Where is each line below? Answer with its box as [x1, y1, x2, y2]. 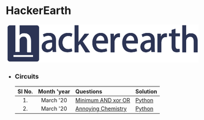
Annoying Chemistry [75, 105, 127, 113]
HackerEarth [6, 4, 72, 18]
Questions [75, 88, 102, 95]
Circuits [14, 72, 39, 80]
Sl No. [17, 88, 33, 95]
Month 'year [38, 88, 70, 95]
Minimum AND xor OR [75, 96, 130, 104]
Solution [135, 88, 157, 95]
